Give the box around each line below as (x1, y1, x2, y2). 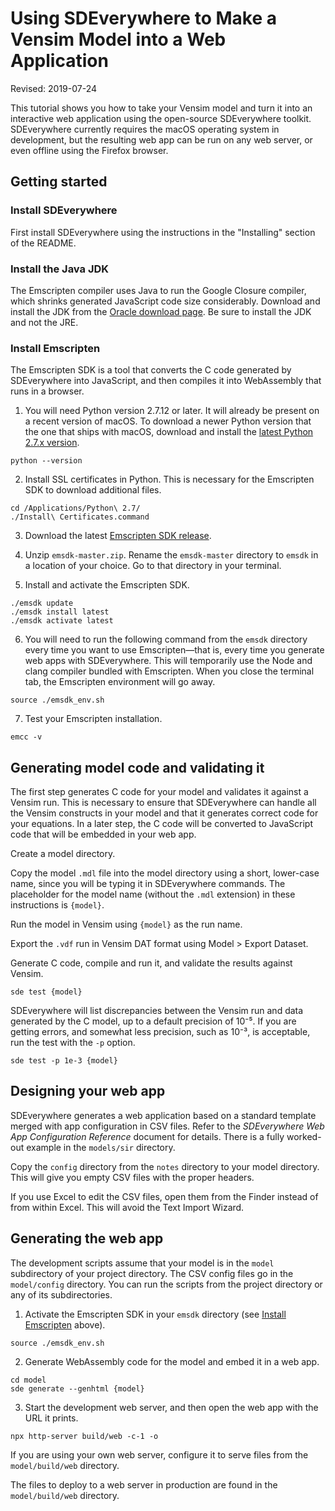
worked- (286, 1130, 322, 1142)
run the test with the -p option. (10, 1037, 136, 1049)
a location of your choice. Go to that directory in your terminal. (24, 560, 282, 572)
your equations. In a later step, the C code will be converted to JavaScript (10, 818, 313, 830)
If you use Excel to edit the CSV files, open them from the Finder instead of (10, 1190, 319, 1202)
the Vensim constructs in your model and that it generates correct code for (10, 807, 319, 819)
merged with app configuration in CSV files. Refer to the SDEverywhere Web (10, 1120, 325, 1132)
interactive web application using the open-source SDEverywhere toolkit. (10, 112, 312, 124)
